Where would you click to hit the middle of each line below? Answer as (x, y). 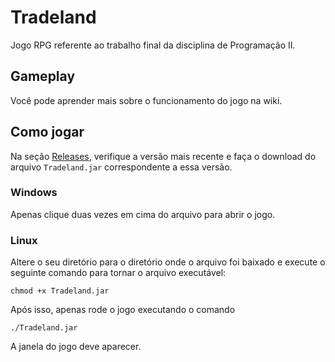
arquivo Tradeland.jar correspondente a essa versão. (121, 167)
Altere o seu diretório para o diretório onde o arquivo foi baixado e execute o (168, 262)
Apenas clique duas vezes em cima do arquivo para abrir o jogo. (143, 214)
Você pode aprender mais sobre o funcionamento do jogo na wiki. (146, 100)
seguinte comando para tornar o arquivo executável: (118, 273)
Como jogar (47, 132)
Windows (34, 193)
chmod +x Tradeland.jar (60, 291)
